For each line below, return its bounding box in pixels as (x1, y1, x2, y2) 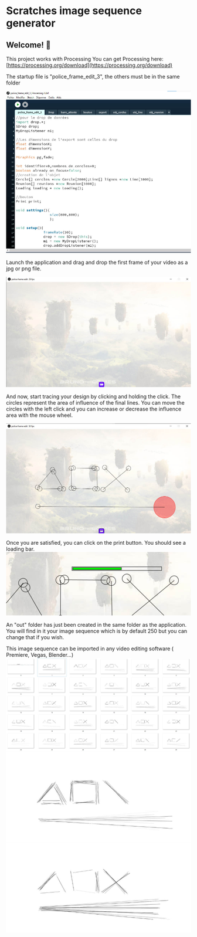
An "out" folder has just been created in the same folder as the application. (6, 622, 187, 629)
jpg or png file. (6, 265, 42, 272)
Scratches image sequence (6, 4, 142, 18)
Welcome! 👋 (6, 40, 51, 50)
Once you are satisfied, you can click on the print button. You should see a (6, 539, 186, 546)
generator (6, 16, 56, 30)
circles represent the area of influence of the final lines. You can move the (6, 399, 185, 406)
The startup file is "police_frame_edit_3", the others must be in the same (6, 73, 180, 80)
